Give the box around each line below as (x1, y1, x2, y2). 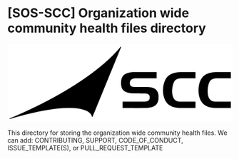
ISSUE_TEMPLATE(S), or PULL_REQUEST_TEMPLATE (7, 144, 163, 153)
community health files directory (7, 20, 207, 36)
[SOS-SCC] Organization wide (7, 5, 190, 21)
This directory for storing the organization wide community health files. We (7, 128, 228, 137)
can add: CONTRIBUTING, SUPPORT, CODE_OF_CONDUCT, (7, 136, 183, 145)
